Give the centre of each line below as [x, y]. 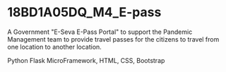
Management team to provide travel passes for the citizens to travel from [113, 39]
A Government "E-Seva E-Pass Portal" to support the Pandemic [100, 32]
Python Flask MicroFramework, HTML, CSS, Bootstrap [86, 60]
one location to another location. [55, 47]
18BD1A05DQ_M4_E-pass [84, 12]
